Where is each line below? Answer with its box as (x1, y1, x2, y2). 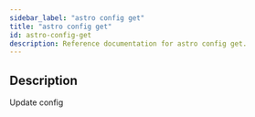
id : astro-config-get (9, 30, 92, 39)
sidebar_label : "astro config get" (9, 13, 145, 23)
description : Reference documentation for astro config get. (9, 38, 248, 48)
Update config (9, 97, 64, 108)
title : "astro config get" (9, 22, 112, 31)
